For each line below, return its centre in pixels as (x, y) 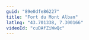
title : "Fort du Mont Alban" (42, 17)
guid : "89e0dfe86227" (33, 11)
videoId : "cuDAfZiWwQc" (36, 28)
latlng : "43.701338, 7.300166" (45, 22)
